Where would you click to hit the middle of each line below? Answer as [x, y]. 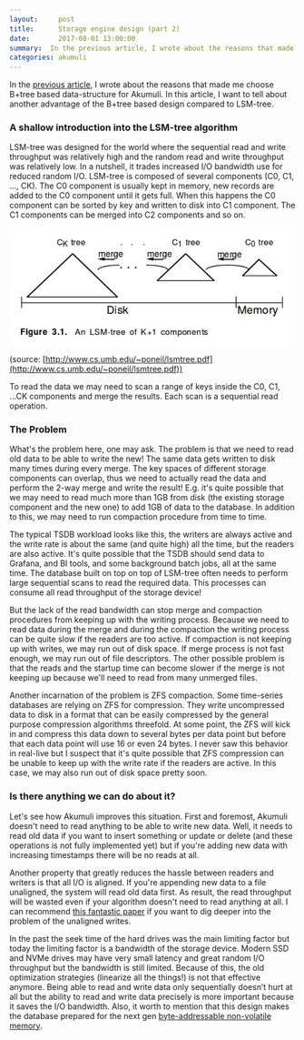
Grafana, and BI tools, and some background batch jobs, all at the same [143, 563]
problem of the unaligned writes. [70, 921]
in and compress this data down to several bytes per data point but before [148, 734]
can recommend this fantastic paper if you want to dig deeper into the [140, 911]
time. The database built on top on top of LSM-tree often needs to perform [149, 573]
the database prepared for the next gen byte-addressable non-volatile [141, 1015]
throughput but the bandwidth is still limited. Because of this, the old [137, 967]
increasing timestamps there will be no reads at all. [104, 854]
